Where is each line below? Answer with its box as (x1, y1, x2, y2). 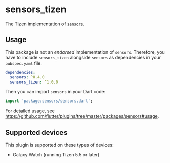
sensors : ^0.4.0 (10, 74, 45, 80)
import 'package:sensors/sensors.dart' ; (5, 98, 93, 104)
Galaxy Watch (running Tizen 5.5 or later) (12, 152, 100, 158)
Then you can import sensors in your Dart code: (5, 89, 106, 95)
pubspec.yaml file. (5, 60, 42, 66)
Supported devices (5, 128, 68, 137)
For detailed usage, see (5, 108, 55, 114)
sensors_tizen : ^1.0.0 (10, 79, 58, 85)
